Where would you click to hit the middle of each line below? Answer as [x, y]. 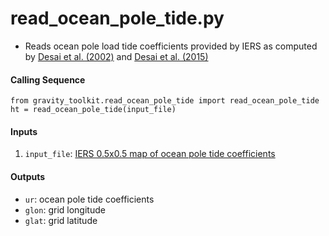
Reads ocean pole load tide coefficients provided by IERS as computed [171, 46]
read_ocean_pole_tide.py [117, 18]
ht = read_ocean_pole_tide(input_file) [93, 110]
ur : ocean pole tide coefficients [89, 199]
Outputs [28, 176]
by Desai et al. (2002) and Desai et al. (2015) [116, 56]
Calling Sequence [48, 79]
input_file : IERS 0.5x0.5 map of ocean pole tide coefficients [150, 154]
